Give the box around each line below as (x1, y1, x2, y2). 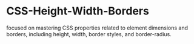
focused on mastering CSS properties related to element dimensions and (6, 24, 189, 31)
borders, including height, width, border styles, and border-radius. (6, 30, 172, 37)
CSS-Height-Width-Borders (6, 4, 150, 18)
